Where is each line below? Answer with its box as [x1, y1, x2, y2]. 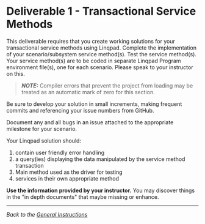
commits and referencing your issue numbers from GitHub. [6, 106, 154, 114]
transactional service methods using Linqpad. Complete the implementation [6, 44, 197, 51]
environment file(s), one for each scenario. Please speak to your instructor [6, 63, 193, 71]
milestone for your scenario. [6, 125, 77, 132]
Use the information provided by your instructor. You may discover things [6, 187, 195, 194]
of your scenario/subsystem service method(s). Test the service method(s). [6, 50, 197, 58]
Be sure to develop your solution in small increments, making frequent [6, 100, 182, 108]
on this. [6, 70, 26, 77]
